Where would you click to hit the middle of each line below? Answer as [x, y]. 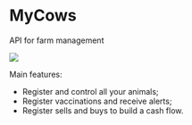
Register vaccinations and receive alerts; [97, 101]
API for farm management [57, 40]
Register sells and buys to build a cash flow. [103, 110]
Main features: [36, 74]
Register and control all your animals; [90, 91]
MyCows [43, 16]
